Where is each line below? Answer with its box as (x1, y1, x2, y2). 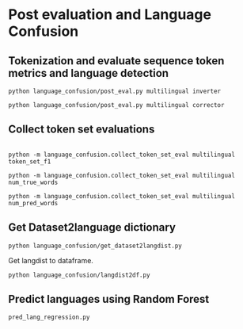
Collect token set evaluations (8, 123, 155, 136)
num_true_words (8, 178, 59, 186)
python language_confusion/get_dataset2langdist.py (8, 242, 182, 250)
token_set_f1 (8, 157, 51, 166)
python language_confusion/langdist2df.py (8, 271, 150, 279)
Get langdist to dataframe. (8, 255, 93, 265)
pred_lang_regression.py (8, 313, 90, 322)
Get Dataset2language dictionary (8, 220, 177, 235)
